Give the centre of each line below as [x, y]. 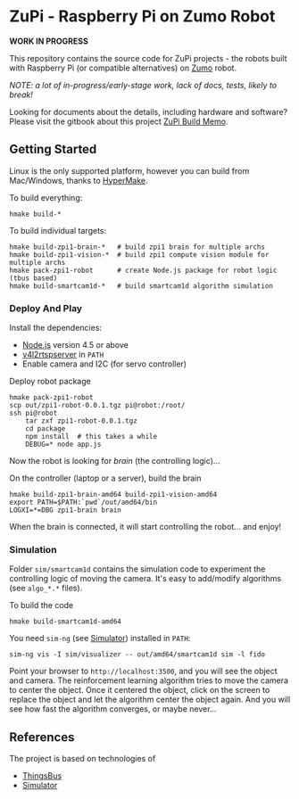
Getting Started [53, 149]
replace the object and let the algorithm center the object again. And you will [150, 700]
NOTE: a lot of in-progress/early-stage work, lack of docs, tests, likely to [143, 85]
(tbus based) [33, 278]
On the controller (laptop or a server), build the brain [105, 478]
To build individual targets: [58, 230]
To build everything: [46, 197]
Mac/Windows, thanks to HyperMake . [79, 180]
